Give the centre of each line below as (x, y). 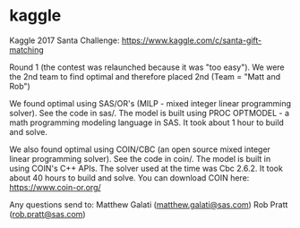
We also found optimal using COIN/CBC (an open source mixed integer (140, 149)
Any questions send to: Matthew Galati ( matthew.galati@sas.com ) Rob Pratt (149, 204)
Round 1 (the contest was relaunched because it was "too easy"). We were (147, 67)
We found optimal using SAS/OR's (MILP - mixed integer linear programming (150, 103)
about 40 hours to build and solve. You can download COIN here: (129, 177)
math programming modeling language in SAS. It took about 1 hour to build (147, 122)
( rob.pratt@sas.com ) (47, 214)
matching (27, 49)
